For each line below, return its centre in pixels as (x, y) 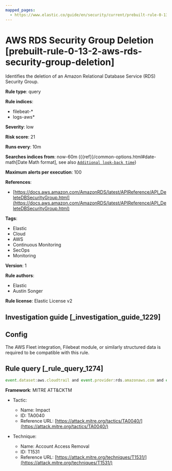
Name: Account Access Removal (55, 446)
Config (16, 335)
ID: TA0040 (33, 416)
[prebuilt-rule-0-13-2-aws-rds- (74, 51)
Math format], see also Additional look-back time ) (82, 162)
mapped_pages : (20, 10)
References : (18, 182)
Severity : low (20, 127)
